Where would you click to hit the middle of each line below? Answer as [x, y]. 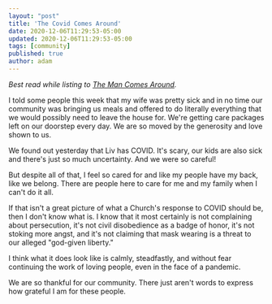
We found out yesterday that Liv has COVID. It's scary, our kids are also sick [136, 150]
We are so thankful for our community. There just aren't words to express [131, 282]
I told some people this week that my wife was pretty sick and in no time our [136, 100]
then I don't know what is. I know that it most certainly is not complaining [130, 216]
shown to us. [30, 134]
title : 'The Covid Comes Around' [65, 24]
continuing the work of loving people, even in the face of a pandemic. [125, 267]
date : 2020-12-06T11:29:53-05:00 [65, 31]
